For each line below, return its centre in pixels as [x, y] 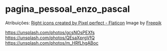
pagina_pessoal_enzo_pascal [68, 9]
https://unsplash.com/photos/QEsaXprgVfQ [50, 38]
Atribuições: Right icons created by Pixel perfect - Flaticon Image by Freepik [83, 23]
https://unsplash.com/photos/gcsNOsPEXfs [50, 32]
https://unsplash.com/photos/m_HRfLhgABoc [52, 43]
